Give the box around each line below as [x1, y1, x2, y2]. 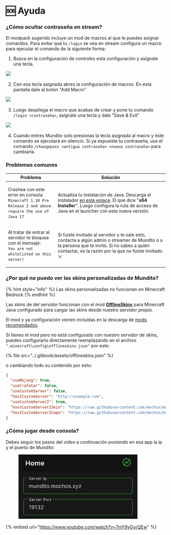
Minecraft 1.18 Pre [8, 198, 49, 203]
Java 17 [8, 214, 24, 219]
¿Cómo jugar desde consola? [6, 427, 79, 435]
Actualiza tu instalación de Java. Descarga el [58, 192, 151, 198]
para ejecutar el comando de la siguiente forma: [6, 46, 106, 52]
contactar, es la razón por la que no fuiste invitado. [58, 248, 164, 254]
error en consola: [8, 192, 44, 198]
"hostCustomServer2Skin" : [10, 405, 65, 410]
